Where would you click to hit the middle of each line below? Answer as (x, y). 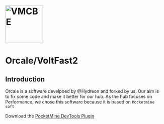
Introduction (25, 79)
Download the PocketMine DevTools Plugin (50, 116)
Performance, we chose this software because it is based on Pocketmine (80, 102)
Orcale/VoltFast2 (42, 61)
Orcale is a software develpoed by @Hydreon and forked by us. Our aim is (82, 91)
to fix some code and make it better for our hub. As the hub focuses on (79, 97)
